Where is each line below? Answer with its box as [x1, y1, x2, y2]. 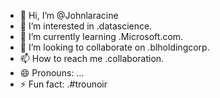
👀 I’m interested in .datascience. [19, 20, 153, 32]
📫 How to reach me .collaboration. [19, 53, 165, 64]
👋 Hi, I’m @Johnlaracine [19, 10, 119, 21]
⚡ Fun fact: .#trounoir [19, 78, 108, 90]
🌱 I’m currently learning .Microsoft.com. [19, 31, 184, 42]
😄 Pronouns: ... [19, 67, 85, 79]
